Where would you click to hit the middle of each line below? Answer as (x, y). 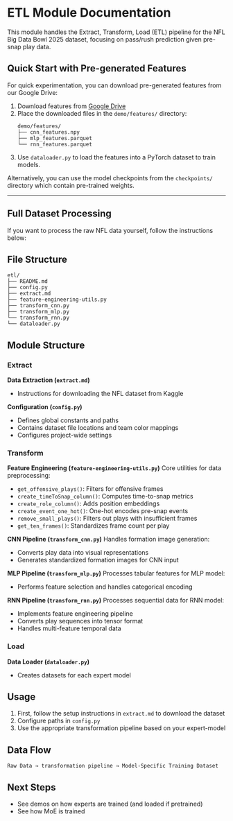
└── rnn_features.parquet (54, 144)
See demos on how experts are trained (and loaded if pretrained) (110, 804)
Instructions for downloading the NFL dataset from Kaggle (100, 394)
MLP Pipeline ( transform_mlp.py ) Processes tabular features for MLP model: (116, 573)
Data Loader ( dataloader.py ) (49, 662)
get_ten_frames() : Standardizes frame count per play (93, 526)
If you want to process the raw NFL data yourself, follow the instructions (110, 230)
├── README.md (28, 282)
